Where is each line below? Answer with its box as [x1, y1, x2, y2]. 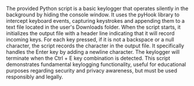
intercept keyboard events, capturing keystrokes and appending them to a [6, 18, 185, 24]
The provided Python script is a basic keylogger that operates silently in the [6, 5, 189, 12]
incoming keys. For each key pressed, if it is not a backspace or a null [6, 36, 175, 43]
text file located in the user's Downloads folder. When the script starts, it [6, 23, 181, 30]
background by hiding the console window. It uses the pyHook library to [6, 11, 180, 18]
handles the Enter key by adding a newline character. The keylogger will [6, 49, 180, 55]
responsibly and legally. [6, 73, 63, 80]
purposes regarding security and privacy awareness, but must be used [6, 67, 178, 74]
